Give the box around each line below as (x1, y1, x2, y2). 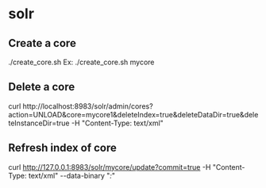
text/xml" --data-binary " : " (28, 171, 116, 180)
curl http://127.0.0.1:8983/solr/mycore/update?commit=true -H (8, 162, 211, 171)
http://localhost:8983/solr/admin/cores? (22, 101, 153, 111)
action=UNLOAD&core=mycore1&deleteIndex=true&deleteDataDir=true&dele (8, 109, 259, 119)
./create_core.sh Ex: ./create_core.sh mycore (8, 57, 155, 67)
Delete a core (8, 80, 75, 94)
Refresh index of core (8, 141, 117, 155)
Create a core (8, 36, 77, 50)
